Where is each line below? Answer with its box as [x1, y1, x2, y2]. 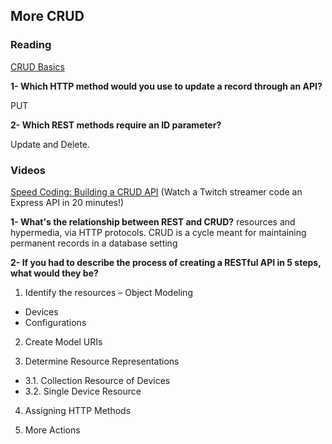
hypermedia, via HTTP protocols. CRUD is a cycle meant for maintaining [10, 226, 307, 238]
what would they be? [10, 267, 99, 279]
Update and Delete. [10, 138, 91, 150]
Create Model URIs [24, 335, 103, 348]
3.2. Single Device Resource [24, 385, 142, 397]
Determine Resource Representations [24, 355, 180, 367]
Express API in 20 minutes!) [10, 196, 125, 208]
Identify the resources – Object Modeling [24, 286, 193, 298]
